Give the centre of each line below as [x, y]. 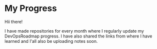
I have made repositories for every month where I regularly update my [74, 31]
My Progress [31, 8]
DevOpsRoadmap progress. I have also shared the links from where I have [78, 36]
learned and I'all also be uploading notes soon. [51, 41]
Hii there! [14, 22]
